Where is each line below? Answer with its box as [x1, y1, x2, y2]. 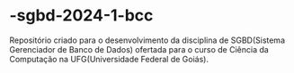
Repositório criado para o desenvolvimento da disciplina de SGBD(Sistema [9, 35, 286, 45]
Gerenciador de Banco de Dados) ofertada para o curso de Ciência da [9, 44, 270, 54]
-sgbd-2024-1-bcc [9, 5, 154, 26]
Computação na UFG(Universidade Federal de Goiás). [9, 53, 209, 64]
